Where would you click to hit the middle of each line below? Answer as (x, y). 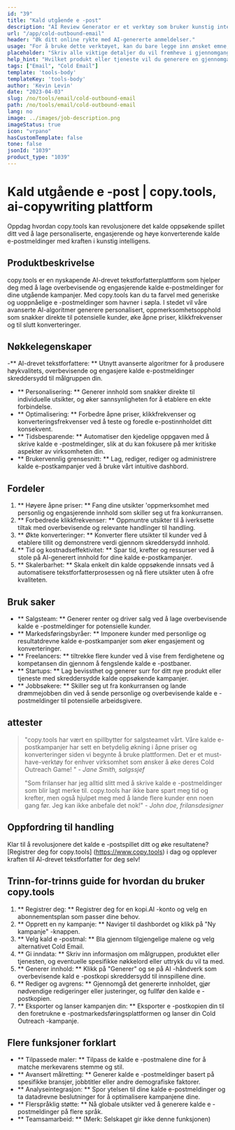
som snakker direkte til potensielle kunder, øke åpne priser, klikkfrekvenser (115, 317)
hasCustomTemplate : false (45, 137)
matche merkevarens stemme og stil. (71, 1067)
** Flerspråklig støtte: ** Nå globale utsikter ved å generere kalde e (114, 1104)
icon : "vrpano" (29, 131)
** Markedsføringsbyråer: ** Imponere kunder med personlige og (112, 634)
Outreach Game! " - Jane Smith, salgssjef (85, 769)
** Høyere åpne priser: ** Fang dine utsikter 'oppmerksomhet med (113, 505)
